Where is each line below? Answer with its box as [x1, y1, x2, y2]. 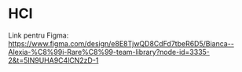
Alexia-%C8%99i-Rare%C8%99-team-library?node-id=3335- [8, 47, 211, 56]
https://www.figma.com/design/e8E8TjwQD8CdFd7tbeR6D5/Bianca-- [8, 38, 234, 48]
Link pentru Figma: [8, 31, 69, 40]
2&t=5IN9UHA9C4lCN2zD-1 [8, 56, 99, 65]
